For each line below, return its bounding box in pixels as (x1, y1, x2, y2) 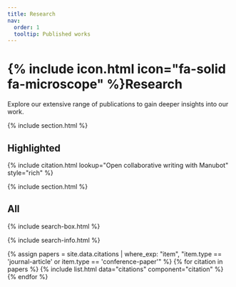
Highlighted (7, 142, 61, 154)
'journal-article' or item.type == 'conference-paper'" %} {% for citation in (7, 257, 223, 266)
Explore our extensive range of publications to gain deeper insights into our (7, 100, 229, 109)
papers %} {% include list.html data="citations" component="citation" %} (7, 265, 224, 273)
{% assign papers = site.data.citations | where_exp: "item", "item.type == (7, 249, 222, 258)
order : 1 (14, 24, 40, 31)
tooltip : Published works (14, 30, 91, 38)
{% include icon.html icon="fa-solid (7, 61, 226, 77)
